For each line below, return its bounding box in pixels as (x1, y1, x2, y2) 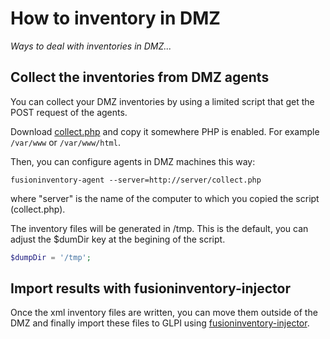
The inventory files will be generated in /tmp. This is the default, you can (10, 222, 309, 234)
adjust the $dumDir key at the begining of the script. (10, 233, 226, 245)
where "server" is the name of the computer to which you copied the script (10, 192, 320, 204)
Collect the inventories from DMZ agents (10, 69, 270, 86)
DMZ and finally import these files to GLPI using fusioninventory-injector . (10, 317, 310, 329)
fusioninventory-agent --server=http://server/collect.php (10, 175, 262, 185)
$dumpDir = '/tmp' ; (10, 252, 92, 262)
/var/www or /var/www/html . (10, 136, 121, 148)
